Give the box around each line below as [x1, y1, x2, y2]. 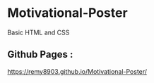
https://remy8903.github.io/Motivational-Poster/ [7, 67, 147, 75]
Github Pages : [7, 49, 73, 60]
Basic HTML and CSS [7, 28, 70, 37]
